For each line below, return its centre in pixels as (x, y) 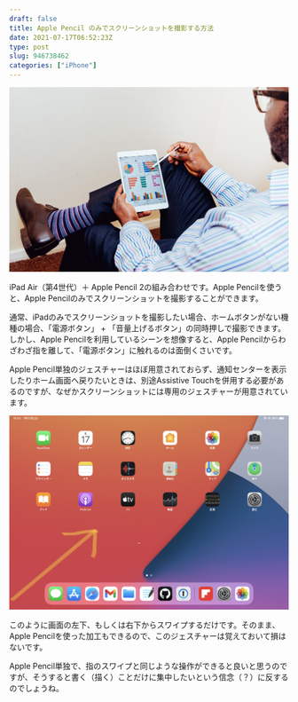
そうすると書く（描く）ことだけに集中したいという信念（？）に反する (161, 677)
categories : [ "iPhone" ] (53, 66)
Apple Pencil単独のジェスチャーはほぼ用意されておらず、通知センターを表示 (148, 369)
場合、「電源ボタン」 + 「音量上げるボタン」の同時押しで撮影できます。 (155, 328)
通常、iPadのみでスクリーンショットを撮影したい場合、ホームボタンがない (145, 317)
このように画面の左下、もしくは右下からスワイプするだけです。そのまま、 (145, 625)
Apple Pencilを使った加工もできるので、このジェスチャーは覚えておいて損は (148, 636)
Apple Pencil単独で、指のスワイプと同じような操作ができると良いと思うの (145, 667)
